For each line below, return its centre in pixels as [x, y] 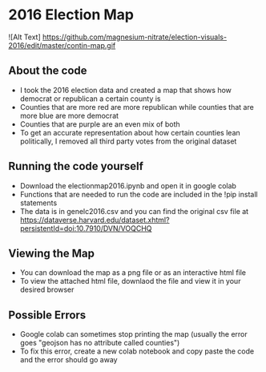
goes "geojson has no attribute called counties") [100, 343]
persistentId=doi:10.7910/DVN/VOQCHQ [86, 228]
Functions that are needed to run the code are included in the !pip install [139, 194]
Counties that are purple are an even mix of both [100, 124]
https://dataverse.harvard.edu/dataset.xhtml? [95, 220]
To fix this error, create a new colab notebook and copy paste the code [137, 351]
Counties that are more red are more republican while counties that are [137, 107]
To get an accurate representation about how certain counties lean [130, 132]
